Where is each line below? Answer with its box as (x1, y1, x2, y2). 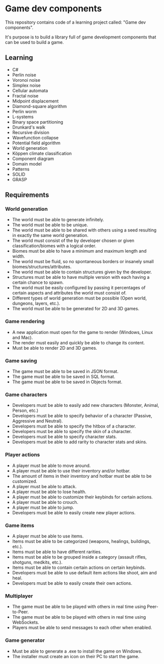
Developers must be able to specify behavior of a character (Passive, (12, 413, 152, 419)
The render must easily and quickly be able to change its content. (12, 339, 145, 345)
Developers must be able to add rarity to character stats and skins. (12, 439, 147, 445)
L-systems (12, 114, 34, 120)
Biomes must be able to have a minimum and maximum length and (12, 248, 147, 254)
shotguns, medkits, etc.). (12, 559, 63, 565)
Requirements (5, 191, 49, 199)
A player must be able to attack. (12, 483, 77, 489)
